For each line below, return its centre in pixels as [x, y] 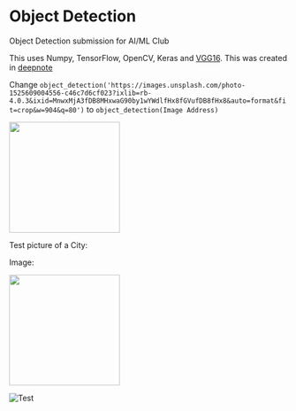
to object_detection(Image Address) [152, 109]
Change [23, 84]
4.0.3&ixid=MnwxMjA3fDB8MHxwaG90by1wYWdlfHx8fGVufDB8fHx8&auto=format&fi [148, 101]
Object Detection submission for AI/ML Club [89, 41]
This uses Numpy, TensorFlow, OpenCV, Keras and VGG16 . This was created [148, 58]
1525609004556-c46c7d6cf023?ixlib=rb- [80, 93]
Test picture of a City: [49, 244]
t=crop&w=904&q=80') [47, 110]
